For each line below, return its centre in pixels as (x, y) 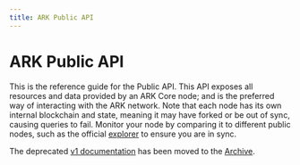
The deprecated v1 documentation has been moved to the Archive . (132, 151)
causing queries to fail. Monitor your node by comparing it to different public (150, 124)
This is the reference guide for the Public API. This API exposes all (131, 87)
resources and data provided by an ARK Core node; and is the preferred (142, 95)
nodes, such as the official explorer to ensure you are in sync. (123, 134)
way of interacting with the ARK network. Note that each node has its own (146, 105)
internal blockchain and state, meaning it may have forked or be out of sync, (150, 115)
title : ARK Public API (51, 17)
